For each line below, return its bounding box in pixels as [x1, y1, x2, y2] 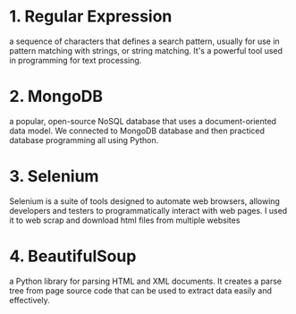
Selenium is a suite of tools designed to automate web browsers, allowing [9, 195, 280, 207]
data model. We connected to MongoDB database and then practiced [9, 125, 266, 136]
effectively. [9, 294, 51, 305]
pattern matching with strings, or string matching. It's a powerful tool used [9, 45, 283, 55]
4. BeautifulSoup [9, 246, 137, 266]
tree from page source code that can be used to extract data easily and [9, 284, 273, 296]
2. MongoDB [9, 87, 104, 106]
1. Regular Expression [9, 6, 173, 27]
